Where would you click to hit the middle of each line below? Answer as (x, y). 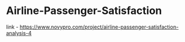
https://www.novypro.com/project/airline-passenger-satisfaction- (99, 27)
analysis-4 (19, 33)
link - (12, 27)
